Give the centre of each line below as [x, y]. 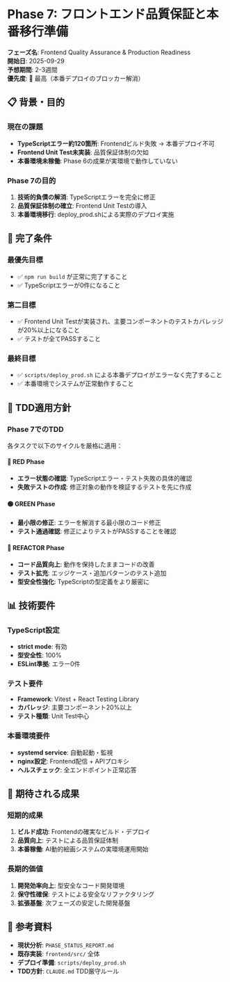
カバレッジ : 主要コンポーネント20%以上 [74, 707]
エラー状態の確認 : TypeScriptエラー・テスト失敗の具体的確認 [105, 478]
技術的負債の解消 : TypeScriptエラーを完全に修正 [87, 197]
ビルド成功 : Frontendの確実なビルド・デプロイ [84, 832]
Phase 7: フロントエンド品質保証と [107, 14]
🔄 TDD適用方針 [39, 408]
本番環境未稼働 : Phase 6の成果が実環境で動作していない [98, 161]
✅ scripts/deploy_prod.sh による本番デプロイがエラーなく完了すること [120, 375]
